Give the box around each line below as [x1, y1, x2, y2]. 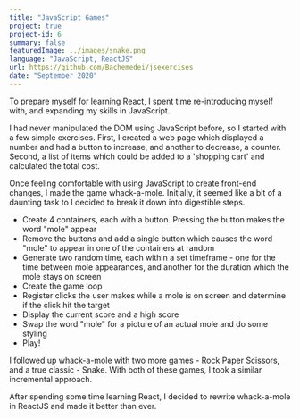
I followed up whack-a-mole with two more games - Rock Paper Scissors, [9, 355, 280, 365]
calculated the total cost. [9, 160, 101, 171]
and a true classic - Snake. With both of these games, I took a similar [9, 364, 262, 375]
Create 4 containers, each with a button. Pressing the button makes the [21, 214, 286, 224]
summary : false [9, 38, 66, 47]
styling [21, 328, 47, 339]
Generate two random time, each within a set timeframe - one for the [21, 252, 276, 263]
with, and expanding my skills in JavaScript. [9, 105, 171, 116]
